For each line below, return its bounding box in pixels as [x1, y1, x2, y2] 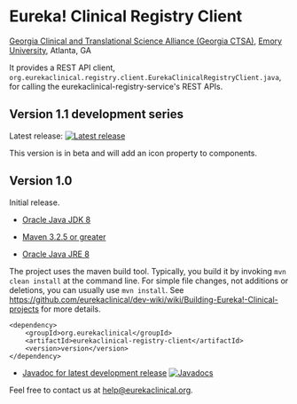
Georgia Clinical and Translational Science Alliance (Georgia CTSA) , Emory [9, 36, 282, 46]
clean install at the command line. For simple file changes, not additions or [9, 275, 289, 286]
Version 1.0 [9, 173, 73, 188]
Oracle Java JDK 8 [21, 214, 91, 225]
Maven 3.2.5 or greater [21, 231, 106, 242]
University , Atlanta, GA [9, 44, 91, 55]
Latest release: [9, 131, 64, 141]
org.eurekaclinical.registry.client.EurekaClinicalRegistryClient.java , [9, 71, 282, 82]
